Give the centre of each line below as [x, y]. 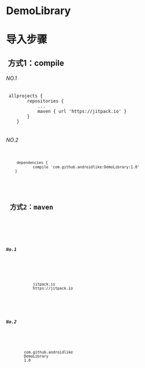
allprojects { [26, 96]
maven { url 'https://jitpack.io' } [82, 111]
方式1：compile [36, 63]
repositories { [46, 101]
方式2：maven [32, 207]
